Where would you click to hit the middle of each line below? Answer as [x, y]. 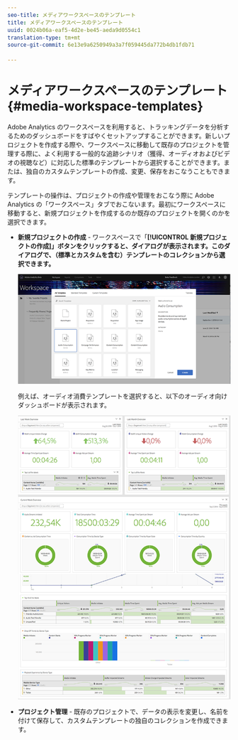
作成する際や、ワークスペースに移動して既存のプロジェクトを [134, 144]
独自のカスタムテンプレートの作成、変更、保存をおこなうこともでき [125, 171]
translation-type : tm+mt [44, 38]
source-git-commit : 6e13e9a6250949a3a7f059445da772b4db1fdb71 [101, 45]
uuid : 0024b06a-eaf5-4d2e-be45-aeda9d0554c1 [74, 30]
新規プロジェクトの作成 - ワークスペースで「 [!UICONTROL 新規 [110, 237]
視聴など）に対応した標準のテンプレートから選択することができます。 [122, 162]
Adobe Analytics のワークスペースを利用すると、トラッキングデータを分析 [115, 127]
